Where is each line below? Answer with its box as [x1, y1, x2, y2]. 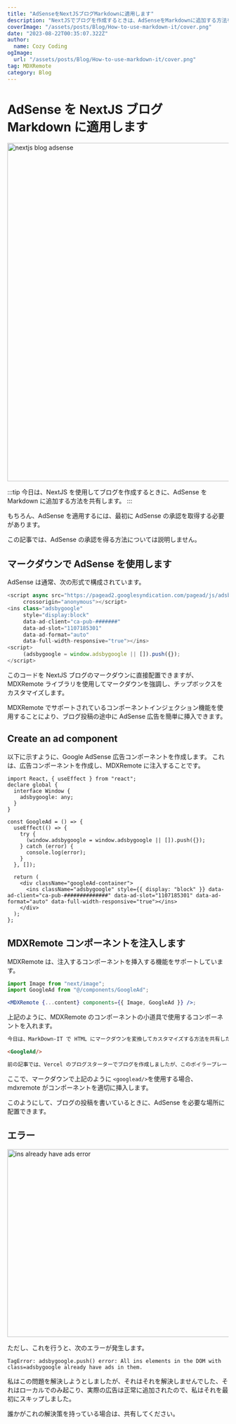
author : [7, 37, 30, 44]
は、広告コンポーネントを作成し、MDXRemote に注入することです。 [7, 761, 205, 770]
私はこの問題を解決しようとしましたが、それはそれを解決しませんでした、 [7, 1377, 223, 1385]
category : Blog [7, 69, 52, 76]
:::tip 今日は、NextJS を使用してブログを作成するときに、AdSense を [7, 488, 207, 496]
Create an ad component [7, 733, 118, 745]
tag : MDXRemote [7, 62, 52, 70]
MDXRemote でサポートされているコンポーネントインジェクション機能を [7, 703, 218, 711]
